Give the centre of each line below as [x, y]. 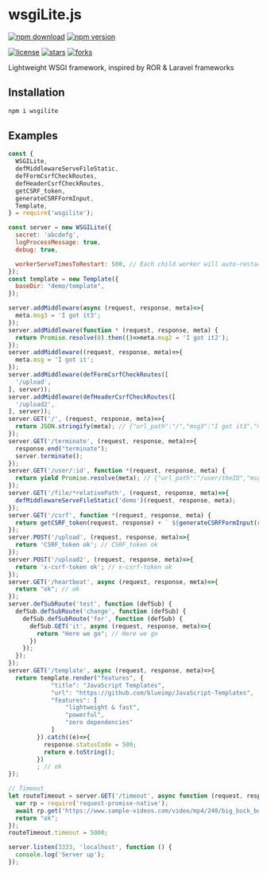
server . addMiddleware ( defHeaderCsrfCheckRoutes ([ [92, 397]
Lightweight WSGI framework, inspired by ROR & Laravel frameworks [121, 67]
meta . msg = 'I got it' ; [54, 360]
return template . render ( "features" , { [80, 678]
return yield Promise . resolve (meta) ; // [83, 478]
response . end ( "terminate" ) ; [62, 448]
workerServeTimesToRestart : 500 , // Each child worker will [117, 264]
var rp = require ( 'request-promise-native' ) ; [92, 803]
